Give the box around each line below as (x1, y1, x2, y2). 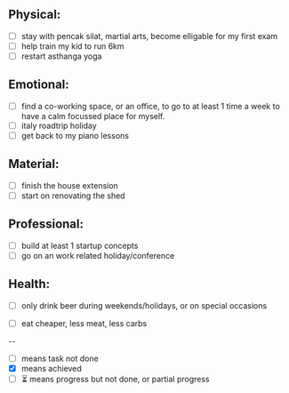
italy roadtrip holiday (20, 120, 97, 131)
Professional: (8, 217, 84, 232)
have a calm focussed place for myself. (20, 110, 165, 121)
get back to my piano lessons (20, 130, 130, 140)
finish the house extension (20, 180, 119, 190)
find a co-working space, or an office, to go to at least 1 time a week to (20, 100, 281, 111)
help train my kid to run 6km (20, 40, 125, 52)
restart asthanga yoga (20, 51, 102, 61)
